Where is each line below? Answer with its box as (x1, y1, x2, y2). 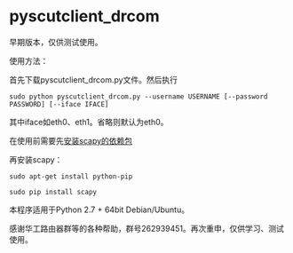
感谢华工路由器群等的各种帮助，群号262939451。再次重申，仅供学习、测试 (9, 223, 284, 233)
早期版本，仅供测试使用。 (9, 36, 103, 47)
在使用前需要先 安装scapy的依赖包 (9, 135, 133, 146)
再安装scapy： (9, 154, 63, 165)
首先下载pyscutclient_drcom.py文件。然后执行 (9, 74, 178, 85)
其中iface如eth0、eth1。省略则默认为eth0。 (9, 116, 169, 127)
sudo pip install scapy (9, 187, 98, 196)
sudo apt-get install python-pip (9, 171, 133, 181)
